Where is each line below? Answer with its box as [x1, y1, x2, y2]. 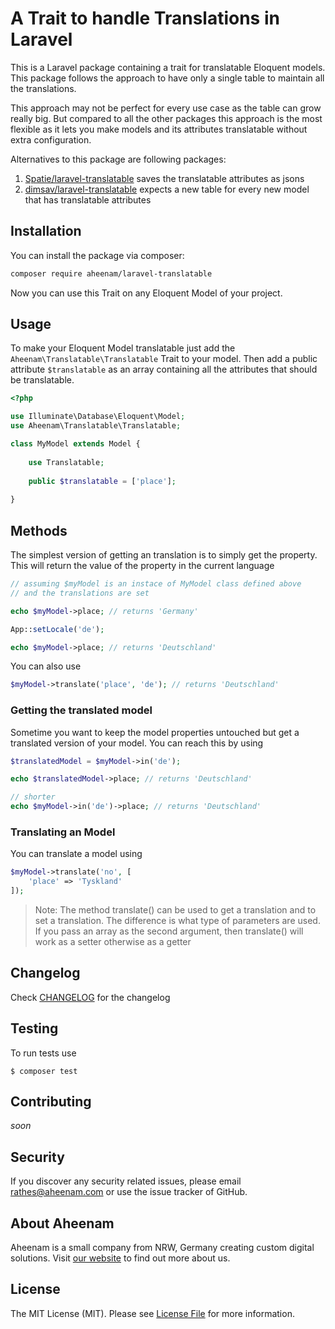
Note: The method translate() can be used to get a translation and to [34, 903, 317, 916]
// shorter [10, 792, 56, 802]
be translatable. [10, 374, 75, 386]
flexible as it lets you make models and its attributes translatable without [10, 123, 308, 135]
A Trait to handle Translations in [10, 7, 280, 30]
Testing [10, 1020, 59, 1037]
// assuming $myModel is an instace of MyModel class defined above [10, 579, 302, 589]
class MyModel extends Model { [10, 439, 141, 449]
